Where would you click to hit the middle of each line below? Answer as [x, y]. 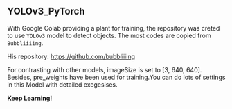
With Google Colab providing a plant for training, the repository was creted [114, 28]
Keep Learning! [30, 98]
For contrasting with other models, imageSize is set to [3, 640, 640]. [105, 69]
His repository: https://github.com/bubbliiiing [71, 56]
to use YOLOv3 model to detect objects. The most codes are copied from [109, 35]
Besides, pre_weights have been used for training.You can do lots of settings [116, 77]
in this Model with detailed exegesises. [62, 84]
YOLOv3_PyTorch [46, 11]
